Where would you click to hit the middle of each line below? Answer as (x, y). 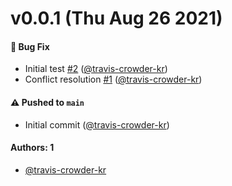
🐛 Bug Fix (30, 46)
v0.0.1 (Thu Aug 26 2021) (116, 18)
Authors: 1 (32, 148)
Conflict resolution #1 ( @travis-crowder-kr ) (113, 79)
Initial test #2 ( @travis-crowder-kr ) (96, 69)
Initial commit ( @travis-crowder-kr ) (97, 124)
